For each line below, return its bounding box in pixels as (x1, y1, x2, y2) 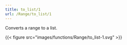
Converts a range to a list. (5, 25, 58, 30)
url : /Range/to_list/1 (5, 12, 52, 16)
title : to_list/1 (5, 7, 41, 12)
